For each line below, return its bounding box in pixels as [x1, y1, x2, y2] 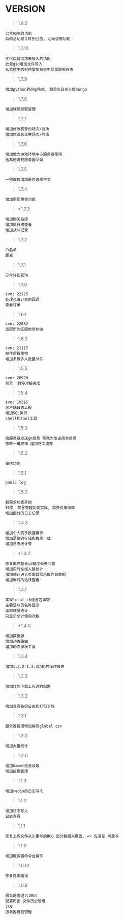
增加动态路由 [5, 639, 28, 644]
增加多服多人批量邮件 [5, 356, 43, 361]
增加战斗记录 [5, 227, 28, 233]
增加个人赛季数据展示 [5, 530, 43, 535]
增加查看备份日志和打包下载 [5, 704, 55, 709]
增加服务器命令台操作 [5, 853, 43, 859]
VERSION [5, 3, 46, 15]
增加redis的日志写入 [5, 789, 44, 794]
